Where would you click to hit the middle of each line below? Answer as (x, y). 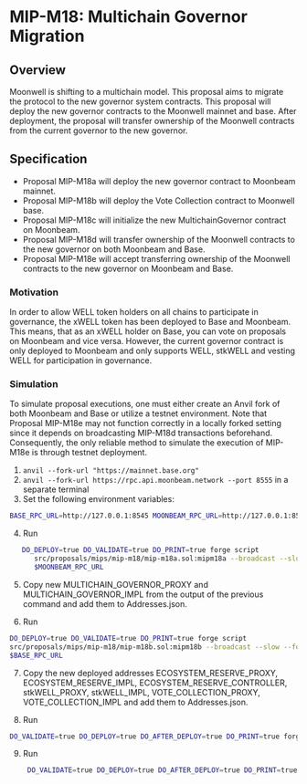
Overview (38, 70)
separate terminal (56, 489)
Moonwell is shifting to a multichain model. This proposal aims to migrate (147, 92)
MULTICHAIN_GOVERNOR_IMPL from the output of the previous (143, 594)
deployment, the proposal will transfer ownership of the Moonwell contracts (152, 121)
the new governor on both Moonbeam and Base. (114, 249)
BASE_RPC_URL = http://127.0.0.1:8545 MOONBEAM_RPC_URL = (116, 516)
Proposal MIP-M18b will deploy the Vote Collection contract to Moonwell (159, 200)
